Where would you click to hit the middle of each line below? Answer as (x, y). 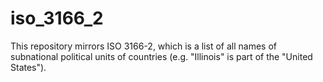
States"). (28, 67)
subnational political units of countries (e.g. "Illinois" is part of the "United (161, 56)
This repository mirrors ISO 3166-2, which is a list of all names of (143, 46)
